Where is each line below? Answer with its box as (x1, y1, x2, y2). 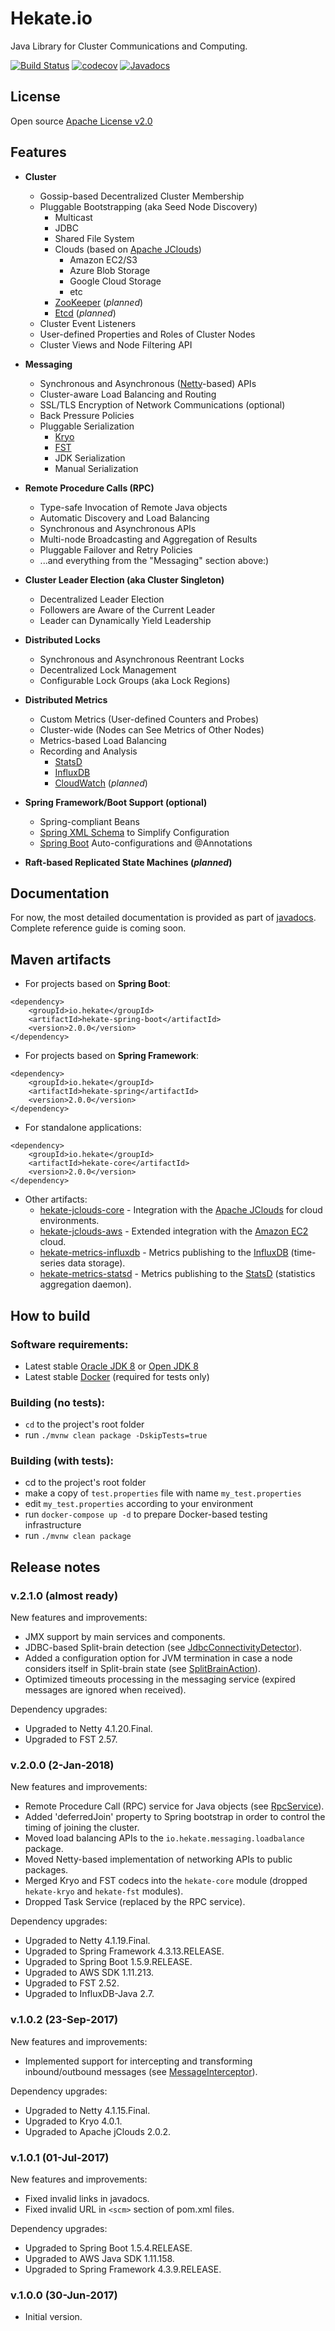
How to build (10, 1307, 91, 1324)
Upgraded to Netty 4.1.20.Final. (24, 1723, 153, 1735)
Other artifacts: (24, 1193, 88, 1206)
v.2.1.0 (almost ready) (10, 1588, 119, 1602)
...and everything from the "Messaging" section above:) (39, 554, 270, 566)
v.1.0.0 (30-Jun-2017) (10, 2288, 118, 2302)
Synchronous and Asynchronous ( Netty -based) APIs (39, 377, 257, 389)
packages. (24, 1864, 69, 1876)
